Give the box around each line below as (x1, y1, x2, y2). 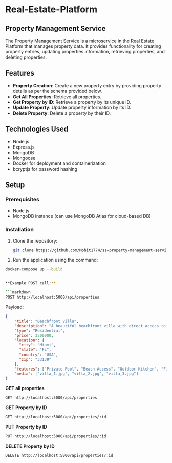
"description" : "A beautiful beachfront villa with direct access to (14, 323, 166, 328)
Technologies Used (5, 125, 68, 134)
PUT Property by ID (5, 423, 47, 430)
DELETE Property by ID (5, 443, 55, 449)
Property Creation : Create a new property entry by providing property (12, 82, 161, 88)
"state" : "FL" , (18, 347, 52, 353)
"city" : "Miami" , (18, 343, 56, 348)
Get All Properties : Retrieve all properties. (12, 94, 101, 100)
